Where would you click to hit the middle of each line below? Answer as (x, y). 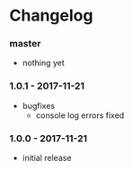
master (25, 44)
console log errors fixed (80, 115)
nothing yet (43, 63)
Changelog (51, 16)
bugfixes (39, 106)
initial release (47, 158)
